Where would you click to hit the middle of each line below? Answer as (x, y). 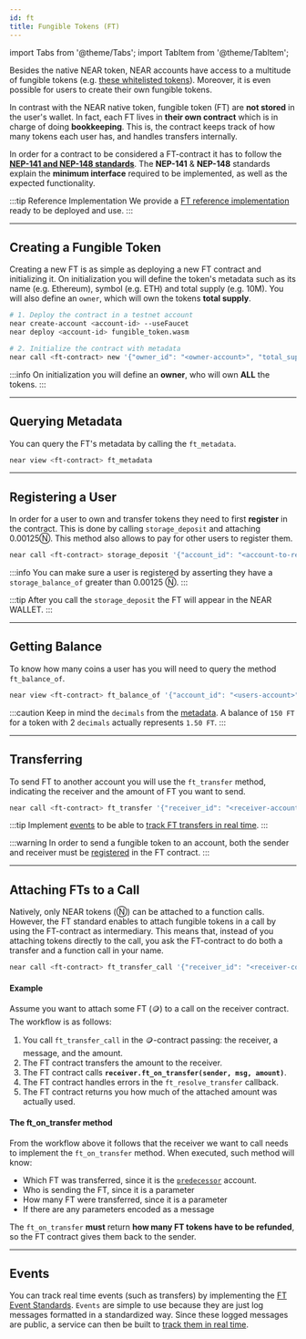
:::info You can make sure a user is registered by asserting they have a (141, 573)
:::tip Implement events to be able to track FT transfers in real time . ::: (139, 825)
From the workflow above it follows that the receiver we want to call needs (149, 1143)
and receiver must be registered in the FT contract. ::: (110, 853)
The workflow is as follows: (61, 1022)
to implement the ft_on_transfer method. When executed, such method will (152, 1152)
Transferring (46, 759)
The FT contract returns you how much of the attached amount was (150, 1092)
